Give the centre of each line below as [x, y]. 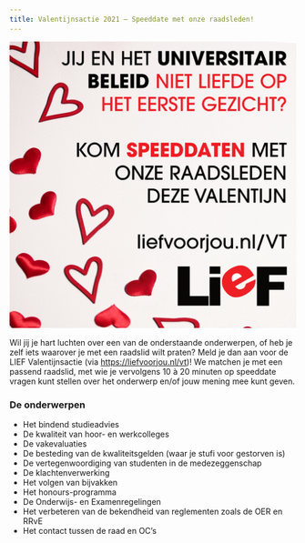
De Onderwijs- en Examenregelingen [92, 501]
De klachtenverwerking [66, 472]
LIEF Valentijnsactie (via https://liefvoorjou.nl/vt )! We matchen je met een [146, 362]
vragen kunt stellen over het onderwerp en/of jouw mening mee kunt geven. [152, 381]
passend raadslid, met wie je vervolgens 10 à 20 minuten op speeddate [143, 371]
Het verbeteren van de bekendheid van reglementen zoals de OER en [152, 511]
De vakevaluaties [55, 443]
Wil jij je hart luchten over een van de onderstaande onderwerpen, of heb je [151, 342]
